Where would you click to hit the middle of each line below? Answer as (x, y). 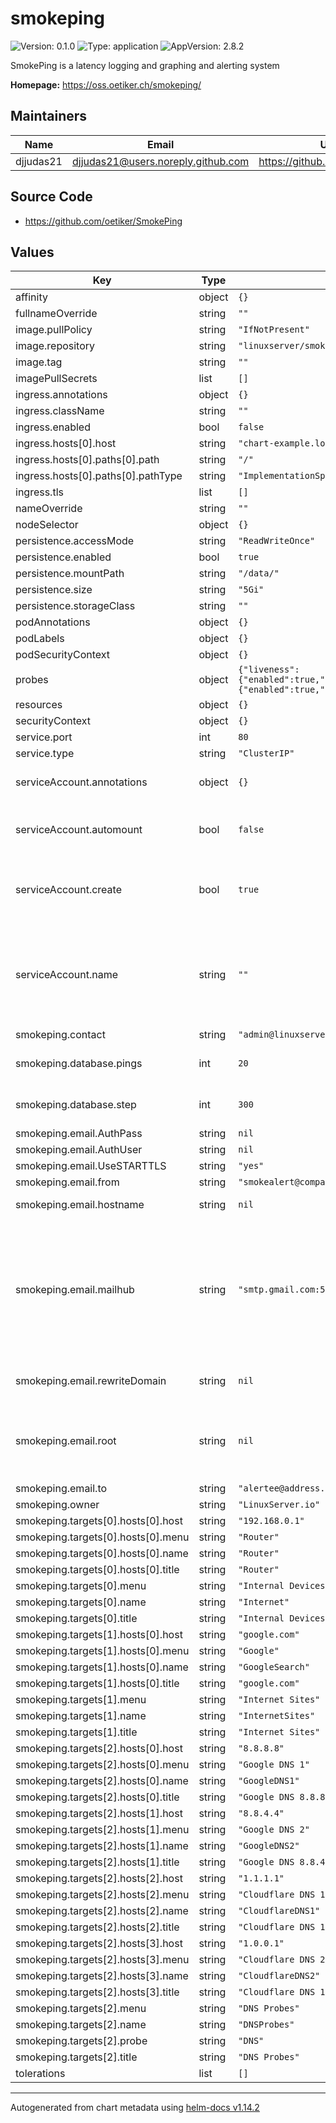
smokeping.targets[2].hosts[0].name (102, 1781)
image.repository (55, 346)
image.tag (39, 362)
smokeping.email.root (66, 1441)
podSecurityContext (63, 655)
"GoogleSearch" (274, 1667)
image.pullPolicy (54, 330)
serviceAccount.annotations (81, 782)
